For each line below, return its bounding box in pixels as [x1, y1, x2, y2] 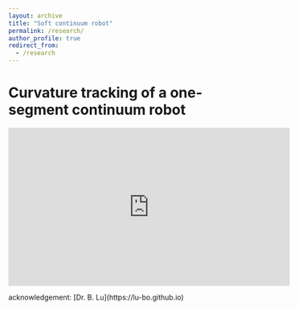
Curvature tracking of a [8, 84, 167, 102]
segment [8, 101, 69, 119]
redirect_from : [8, 42, 59, 50]
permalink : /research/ [8, 27, 84, 35]
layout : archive [8, 11, 63, 20]
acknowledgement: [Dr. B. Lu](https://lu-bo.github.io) [8, 292, 185, 302]
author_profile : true [8, 34, 81, 43]
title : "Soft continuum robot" [8, 19, 113, 27]
